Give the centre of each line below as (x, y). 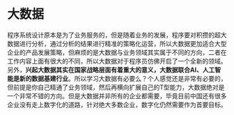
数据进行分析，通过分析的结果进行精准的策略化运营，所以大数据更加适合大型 (117, 43)
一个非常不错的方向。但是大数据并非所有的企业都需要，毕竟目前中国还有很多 (117, 95)
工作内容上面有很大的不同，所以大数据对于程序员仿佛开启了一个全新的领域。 (117, 61)
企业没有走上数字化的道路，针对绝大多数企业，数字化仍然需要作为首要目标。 (117, 105)
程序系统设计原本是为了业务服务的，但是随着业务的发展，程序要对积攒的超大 (117, 35)
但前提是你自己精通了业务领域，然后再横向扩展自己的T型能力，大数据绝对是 (116, 87)
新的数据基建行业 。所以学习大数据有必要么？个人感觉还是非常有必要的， (123, 78)
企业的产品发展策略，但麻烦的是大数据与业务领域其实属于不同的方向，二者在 (117, 52)
